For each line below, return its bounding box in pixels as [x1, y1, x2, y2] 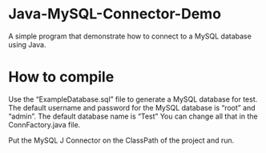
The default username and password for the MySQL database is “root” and [8, 103, 256, 112]
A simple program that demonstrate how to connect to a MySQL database [8, 31, 252, 41]
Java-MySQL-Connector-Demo [8, 5, 222, 23]
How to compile [8, 68, 115, 87]
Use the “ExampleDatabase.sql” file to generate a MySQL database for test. [8, 94, 258, 104]
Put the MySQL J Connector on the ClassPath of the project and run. [8, 135, 235, 145]
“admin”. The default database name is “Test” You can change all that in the [8, 111, 258, 121]
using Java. [8, 39, 46, 49]
